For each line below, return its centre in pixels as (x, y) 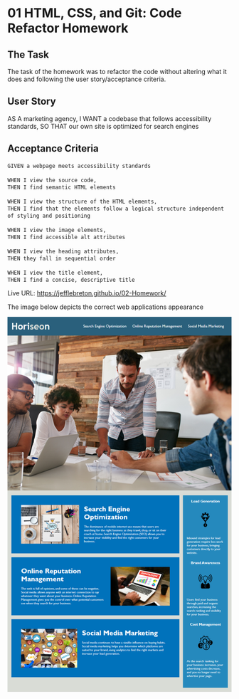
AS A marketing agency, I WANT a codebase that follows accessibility (110, 118)
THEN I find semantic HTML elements (62, 187)
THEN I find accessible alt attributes (67, 237)
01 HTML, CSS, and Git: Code (95, 13)
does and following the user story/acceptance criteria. (87, 79)
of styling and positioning (49, 216)
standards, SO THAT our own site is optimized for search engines (103, 126)
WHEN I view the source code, (52, 180)
